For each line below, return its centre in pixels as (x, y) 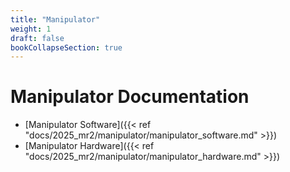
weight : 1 (31, 29)
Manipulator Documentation (130, 97)
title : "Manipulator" (55, 19)
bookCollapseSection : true (66, 47)
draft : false (37, 38)
